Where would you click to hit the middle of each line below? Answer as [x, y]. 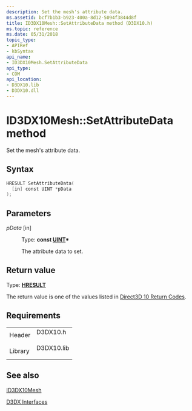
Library [19, 350]
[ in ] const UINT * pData [41, 189]
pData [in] [19, 228]
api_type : [19, 68]
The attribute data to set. [52, 251]
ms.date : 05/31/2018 [32, 35]
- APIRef [17, 46]
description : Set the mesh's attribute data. [65, 12]
